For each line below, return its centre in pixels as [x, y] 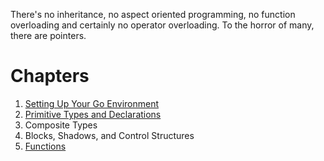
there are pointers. [48, 35]
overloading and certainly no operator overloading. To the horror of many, [162, 25]
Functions [45, 146]
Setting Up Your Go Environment [92, 103]
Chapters [50, 76]
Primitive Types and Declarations [93, 114]
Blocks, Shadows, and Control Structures [109, 135]
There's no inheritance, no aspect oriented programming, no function [153, 14]
